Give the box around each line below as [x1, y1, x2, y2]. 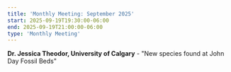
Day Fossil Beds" [7, 57, 57, 66]
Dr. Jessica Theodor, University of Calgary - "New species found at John [7, 49, 225, 58]
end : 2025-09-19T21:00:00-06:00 [7, 23, 103, 30]
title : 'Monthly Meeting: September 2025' [7, 10, 135, 18]
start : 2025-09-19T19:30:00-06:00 [7, 17, 110, 24]
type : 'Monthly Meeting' [7, 30, 81, 37]
